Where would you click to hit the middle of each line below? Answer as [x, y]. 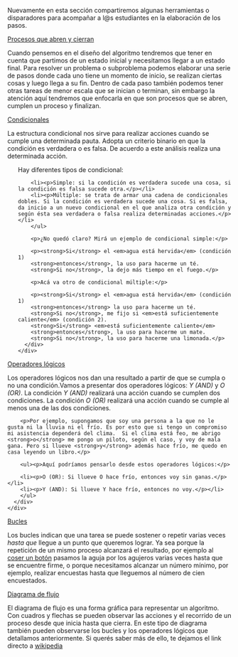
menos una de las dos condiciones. [59, 408]
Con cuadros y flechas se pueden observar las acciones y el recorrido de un [119, 615]
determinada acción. [37, 156]
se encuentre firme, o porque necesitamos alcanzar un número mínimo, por [118, 565]
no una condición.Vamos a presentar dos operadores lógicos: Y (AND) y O [116, 385]
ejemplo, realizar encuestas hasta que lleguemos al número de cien [106, 573]
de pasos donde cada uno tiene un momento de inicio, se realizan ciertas [115, 75]
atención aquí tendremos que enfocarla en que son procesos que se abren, [118, 98]
